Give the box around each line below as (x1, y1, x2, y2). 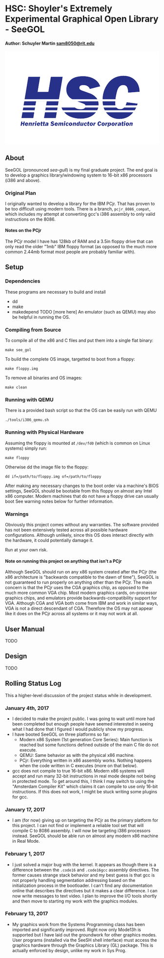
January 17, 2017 (5, 806, 45, 813)
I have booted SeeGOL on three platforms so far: (12, 731, 110, 737)
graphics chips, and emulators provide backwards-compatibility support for (5, 595, 157, 601)
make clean (5, 385, 27, 390)
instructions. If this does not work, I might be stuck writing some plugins (12, 788, 158, 795)
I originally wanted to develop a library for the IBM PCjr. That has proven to (5, 201, 155, 207)
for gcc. (12, 794, 28, 800)
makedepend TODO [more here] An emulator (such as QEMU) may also (12, 309, 156, 314)
